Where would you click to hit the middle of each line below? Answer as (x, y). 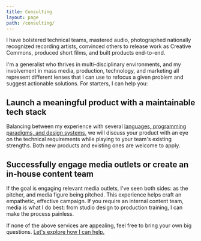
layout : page (22, 17)
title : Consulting (29, 12)
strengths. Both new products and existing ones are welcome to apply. (93, 145)
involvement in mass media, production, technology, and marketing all (93, 71)
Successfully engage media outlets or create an (97, 164)
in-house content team (50, 174)
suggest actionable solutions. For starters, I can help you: (77, 84)
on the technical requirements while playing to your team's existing (89, 139)
